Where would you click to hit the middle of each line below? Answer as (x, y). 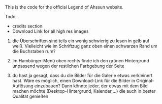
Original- (145, 81)
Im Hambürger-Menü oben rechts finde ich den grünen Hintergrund (81, 61)
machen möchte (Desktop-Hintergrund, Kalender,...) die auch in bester (84, 91)
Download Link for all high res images (50, 31)
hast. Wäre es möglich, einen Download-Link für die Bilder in (74, 81)
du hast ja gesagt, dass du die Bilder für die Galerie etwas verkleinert (82, 75)
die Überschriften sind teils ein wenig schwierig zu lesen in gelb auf (81, 41)
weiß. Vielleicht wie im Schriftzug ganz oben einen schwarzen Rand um (85, 46)
